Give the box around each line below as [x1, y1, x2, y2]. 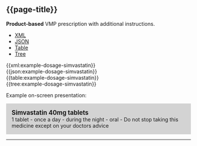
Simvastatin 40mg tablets [11, 108, 89, 117]
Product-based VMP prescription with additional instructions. [6, 20, 155, 27]
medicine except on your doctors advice [11, 122, 109, 129]
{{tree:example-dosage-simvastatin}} [6, 80, 97, 87]
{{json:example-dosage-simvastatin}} [6, 67, 97, 75]
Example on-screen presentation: [6, 91, 87, 99]
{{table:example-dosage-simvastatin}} [6, 74, 99, 81]
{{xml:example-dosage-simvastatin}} [6, 62, 96, 69]
